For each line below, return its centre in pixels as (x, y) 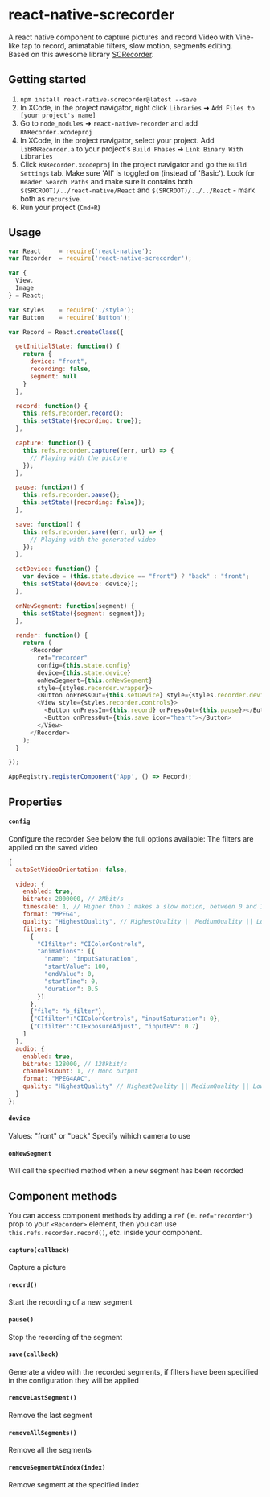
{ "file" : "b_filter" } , (67, 1011)
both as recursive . (51, 198)
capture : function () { (53, 443)
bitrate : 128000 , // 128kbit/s (75, 1064)
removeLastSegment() (43, 1398)
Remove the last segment (50, 1416)
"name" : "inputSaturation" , (91, 959)
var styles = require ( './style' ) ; (72, 310)
